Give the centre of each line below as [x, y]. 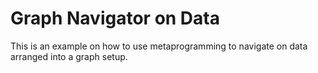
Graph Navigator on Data [115, 18]
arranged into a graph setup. [69, 56]
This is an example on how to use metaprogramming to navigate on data [159, 46]
